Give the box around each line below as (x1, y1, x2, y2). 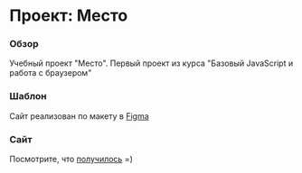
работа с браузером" (9, 68, 92, 78)
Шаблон (9, 90, 47, 103)
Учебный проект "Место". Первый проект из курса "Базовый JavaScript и (9, 58, 294, 68)
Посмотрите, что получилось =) (9, 154, 133, 165)
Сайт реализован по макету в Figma (9, 110, 149, 122)
